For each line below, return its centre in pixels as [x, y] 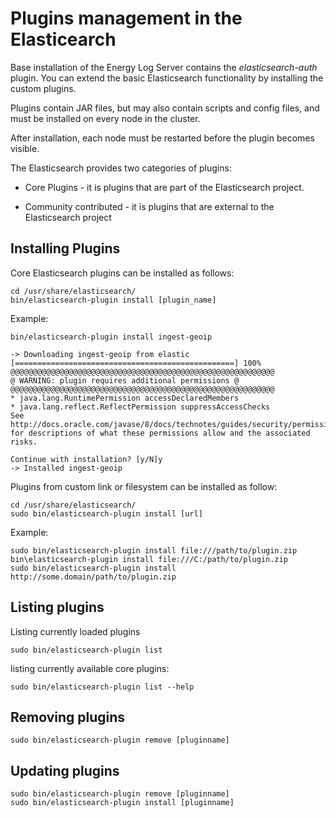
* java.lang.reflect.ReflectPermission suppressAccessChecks [140, 407]
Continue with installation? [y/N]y [86, 459]
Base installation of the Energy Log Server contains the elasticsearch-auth [164, 67]
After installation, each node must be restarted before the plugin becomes [162, 138]
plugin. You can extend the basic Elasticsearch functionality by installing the [167, 78]
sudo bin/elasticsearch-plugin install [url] [106, 513]
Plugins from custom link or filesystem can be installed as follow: [144, 486]
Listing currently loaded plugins [75, 631]
